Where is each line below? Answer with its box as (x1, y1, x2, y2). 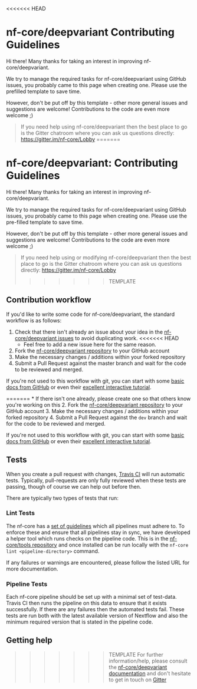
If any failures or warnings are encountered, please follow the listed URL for (6, 559, 190, 566)
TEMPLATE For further (109, 651, 163, 658)
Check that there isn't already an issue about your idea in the (14, 328, 163, 335)
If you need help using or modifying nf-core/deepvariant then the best (20, 253, 191, 261)
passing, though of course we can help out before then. (6, 483, 142, 490)
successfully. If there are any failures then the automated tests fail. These (6, 606, 185, 613)
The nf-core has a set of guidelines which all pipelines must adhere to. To (6, 522, 185, 529)
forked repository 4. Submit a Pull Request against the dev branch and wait (6, 414, 188, 421)
